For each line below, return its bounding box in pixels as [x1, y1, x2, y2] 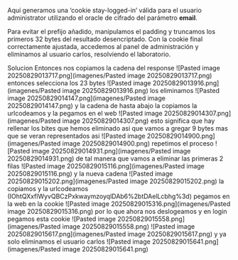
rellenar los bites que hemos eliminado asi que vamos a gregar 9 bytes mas [7, 124, 229, 132]
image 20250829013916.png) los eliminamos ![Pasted [62, 87, 220, 94]
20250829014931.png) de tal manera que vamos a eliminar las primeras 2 [7, 154, 224, 163]
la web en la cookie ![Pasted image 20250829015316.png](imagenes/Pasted [7, 200, 231, 208]
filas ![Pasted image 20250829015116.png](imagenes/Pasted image [7, 162, 205, 170]
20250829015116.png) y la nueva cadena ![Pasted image [7, 170, 173, 178]
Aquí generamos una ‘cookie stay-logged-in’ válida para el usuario [7, 6, 202, 14]
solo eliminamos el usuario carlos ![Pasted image [7, 237, 151, 246]
